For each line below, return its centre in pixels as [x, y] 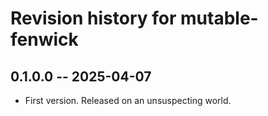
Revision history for [93, 18]
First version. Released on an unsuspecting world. [128, 100]
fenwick [44, 39]
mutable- [219, 18]
